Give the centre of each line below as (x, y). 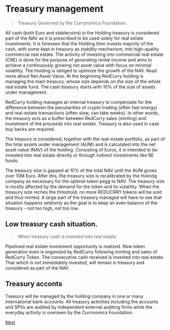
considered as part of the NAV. (37, 268)
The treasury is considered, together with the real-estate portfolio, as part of (85, 139)
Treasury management (55, 9)
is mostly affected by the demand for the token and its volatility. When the (82, 187)
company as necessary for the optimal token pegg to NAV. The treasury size (85, 181)
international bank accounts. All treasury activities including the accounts (82, 302)
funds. (12, 160)
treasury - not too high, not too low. (42, 208)
